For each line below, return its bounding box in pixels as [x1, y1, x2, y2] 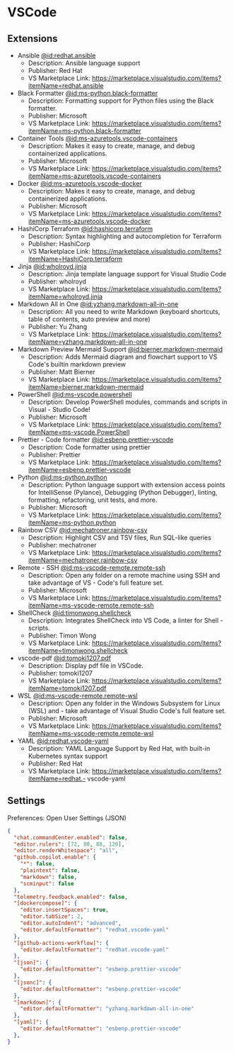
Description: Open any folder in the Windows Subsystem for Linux [28, 699, 221, 707]
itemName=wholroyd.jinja [28, 292, 103, 301]
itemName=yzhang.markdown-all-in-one [28, 337, 147, 346]
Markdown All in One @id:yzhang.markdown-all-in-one [17, 300, 179, 308]
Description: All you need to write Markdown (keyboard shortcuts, [28, 308, 221, 315]
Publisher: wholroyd [28, 277, 87, 286]
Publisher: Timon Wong [28, 632, 97, 639]
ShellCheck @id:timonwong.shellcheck [17, 609, 131, 617]
